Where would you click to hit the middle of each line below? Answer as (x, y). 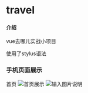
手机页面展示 (24, 70)
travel (21, 10)
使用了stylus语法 (26, 53)
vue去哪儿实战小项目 (31, 41)
